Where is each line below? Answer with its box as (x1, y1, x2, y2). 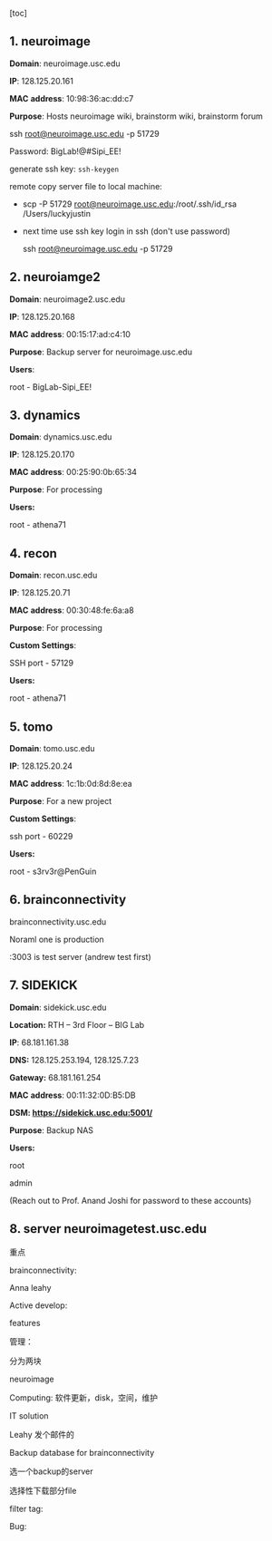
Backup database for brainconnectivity (9, 1447, 155, 1458)
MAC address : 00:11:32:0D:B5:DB (9, 1090, 136, 1100)
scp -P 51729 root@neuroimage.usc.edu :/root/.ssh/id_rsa (22, 199, 238, 209)
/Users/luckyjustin (22, 208, 92, 218)
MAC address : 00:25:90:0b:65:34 (9, 467, 138, 478)
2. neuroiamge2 (9, 269, 102, 285)
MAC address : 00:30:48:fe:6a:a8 (9, 605, 134, 615)
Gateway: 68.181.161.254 (9, 1071, 102, 1082)
